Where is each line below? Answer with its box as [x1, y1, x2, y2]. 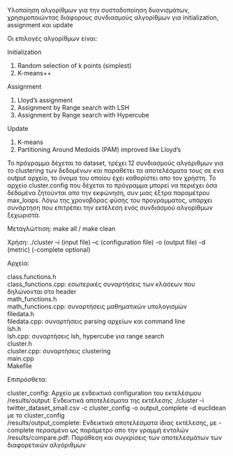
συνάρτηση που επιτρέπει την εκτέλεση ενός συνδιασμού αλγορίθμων [7, 204, 213, 212]
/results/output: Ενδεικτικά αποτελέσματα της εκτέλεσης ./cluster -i [7, 397, 204, 404]
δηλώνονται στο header [7, 287, 77, 296]
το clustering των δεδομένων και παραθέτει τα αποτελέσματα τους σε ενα [7, 166, 225, 174]
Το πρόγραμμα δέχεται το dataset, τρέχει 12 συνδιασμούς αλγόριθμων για [7, 159, 224, 167]
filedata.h [7, 310, 35, 318]
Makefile [7, 362, 33, 370]
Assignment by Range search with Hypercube [17, 111, 150, 119]
